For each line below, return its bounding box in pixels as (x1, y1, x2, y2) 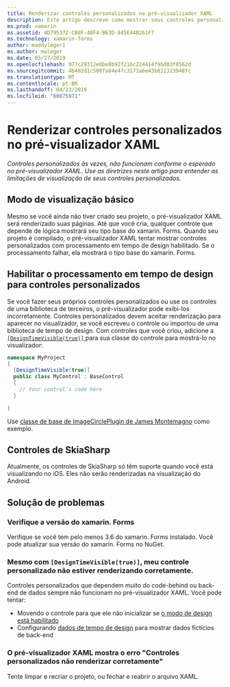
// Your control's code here (19, 386, 103, 392)
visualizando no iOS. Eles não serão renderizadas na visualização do (7, 470, 201, 478)
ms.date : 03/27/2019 (7, 55, 66, 62)
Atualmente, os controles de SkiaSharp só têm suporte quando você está (7, 462, 214, 471)
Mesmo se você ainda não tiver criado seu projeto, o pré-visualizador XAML (7, 212, 222, 220)
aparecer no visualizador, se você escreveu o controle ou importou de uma (7, 319, 219, 327)
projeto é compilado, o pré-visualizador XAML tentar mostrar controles (7, 234, 207, 242)
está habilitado (16, 616, 60, 625)
